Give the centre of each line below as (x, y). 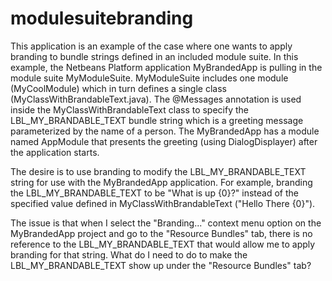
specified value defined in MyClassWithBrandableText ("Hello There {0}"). (163, 203)
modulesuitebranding (102, 18)
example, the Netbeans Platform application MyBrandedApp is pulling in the (166, 67)
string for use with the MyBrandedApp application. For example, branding (161, 182)
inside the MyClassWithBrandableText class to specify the (130, 109)
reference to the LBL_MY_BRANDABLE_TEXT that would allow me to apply (163, 244)
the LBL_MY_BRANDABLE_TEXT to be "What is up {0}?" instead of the (154, 193)
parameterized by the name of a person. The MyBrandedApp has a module (165, 131)
